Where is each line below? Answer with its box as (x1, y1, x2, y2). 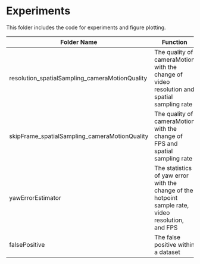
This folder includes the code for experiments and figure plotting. (6, 24, 166, 31)
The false (154, 233, 180, 241)
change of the (154, 186, 193, 194)
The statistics (154, 164, 192, 172)
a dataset (154, 248, 180, 256)
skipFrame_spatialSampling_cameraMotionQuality (9, 132, 149, 140)
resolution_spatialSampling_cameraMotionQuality (9, 74, 148, 82)
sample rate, (154, 201, 189, 209)
